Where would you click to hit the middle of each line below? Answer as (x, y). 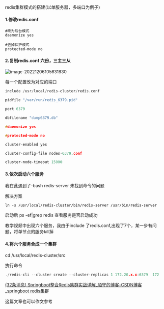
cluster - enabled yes (26, 144)
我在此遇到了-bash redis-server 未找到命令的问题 (55, 186)
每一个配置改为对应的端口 (31, 82)
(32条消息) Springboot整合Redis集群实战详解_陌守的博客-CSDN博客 (74, 284)
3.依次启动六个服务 (25, 174)
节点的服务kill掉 (38, 232)
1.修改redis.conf (22, 19)
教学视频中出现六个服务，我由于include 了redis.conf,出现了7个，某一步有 (79, 225)
